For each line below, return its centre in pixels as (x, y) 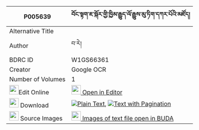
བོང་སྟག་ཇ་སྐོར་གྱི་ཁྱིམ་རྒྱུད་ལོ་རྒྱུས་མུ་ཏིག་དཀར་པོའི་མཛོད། (131, 14)
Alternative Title (31, 31)
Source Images (41, 118)
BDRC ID (22, 60)
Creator (20, 69)
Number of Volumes (37, 79)
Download (34, 105)
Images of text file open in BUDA (128, 118)
